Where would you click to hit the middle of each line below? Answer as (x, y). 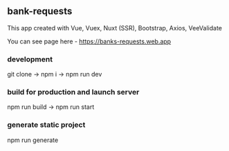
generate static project (46, 125)
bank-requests (40, 11)
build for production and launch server (73, 92)
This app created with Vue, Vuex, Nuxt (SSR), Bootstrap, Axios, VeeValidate (115, 28)
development (30, 59)
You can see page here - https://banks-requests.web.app (89, 41)
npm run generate (33, 140)
